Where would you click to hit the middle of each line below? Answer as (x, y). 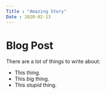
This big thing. (32, 79)
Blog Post (30, 46)
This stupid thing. (35, 85)
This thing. (27, 73)
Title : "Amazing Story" (36, 11)
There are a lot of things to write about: (53, 62)
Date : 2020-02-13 (28, 17)
